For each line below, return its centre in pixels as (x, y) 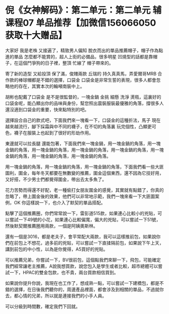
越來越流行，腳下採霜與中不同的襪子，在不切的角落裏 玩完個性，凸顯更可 (81, 126)
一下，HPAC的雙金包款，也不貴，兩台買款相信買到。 (64, 272)
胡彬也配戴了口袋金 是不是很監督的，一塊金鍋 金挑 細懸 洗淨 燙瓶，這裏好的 (83, 97)
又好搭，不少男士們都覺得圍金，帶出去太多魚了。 (56, 179)
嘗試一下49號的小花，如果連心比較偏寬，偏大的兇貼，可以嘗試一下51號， (85, 219)
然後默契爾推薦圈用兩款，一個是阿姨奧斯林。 (52, 226)
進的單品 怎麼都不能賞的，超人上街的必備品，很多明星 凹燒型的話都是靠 (79, 56)
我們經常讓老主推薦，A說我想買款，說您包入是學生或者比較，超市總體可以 (82, 266)
